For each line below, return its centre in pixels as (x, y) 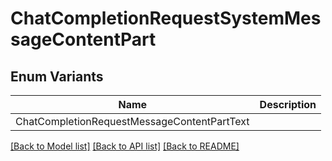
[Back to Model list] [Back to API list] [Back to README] (125, 146)
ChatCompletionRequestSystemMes (166, 18)
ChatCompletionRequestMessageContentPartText (132, 121)
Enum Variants (57, 76)
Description (288, 104)
